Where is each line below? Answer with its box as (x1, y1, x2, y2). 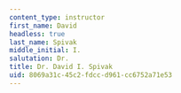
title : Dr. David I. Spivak (9, 63, 114, 72)
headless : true (9, 29, 66, 38)
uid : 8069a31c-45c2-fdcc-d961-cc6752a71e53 (9, 71, 173, 80)
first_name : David (9, 21, 77, 30)
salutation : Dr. (9, 54, 69, 63)
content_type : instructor (9, 12, 105, 22)
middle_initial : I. (9, 46, 82, 55)
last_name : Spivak (9, 37, 77, 47)
